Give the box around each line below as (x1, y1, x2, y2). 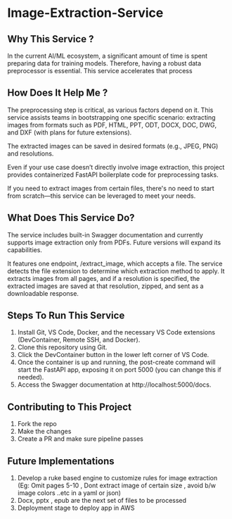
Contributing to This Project (7, 401, 132, 413)
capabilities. (7, 245, 42, 254)
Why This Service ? (7, 33, 94, 45)
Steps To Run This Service (7, 310, 125, 322)
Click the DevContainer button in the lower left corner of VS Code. (17, 351, 210, 359)
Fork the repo (17, 420, 58, 428)
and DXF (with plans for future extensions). (7, 128, 132, 137)
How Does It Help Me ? (7, 87, 108, 99)
